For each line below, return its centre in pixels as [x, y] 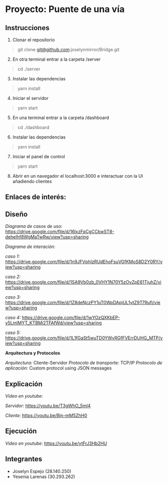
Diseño [17, 214]
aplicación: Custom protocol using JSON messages [58, 368]
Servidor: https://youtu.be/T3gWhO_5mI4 [48, 406]
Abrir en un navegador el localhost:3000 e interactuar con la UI [78, 176]
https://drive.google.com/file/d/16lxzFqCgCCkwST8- [60, 231]
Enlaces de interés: [36, 197]
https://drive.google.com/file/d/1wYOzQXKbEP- [71, 318]
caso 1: [13, 257]
